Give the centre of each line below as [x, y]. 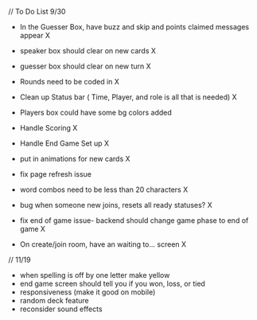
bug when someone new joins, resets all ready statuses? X [116, 205]
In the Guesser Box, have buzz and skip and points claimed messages [134, 27]
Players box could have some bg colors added [96, 112]
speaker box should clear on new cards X [88, 51]
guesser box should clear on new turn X [85, 66]
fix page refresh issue [56, 174]
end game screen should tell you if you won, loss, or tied [112, 283]
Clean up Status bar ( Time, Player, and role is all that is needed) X [128, 97]
